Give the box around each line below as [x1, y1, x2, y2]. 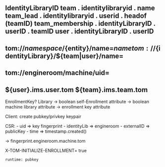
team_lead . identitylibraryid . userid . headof [5, 12, 147, 20]
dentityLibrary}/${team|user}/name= [5, 52, 124, 60]
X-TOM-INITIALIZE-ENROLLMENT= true [5, 147, 87, 153]
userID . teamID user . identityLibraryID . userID [5, 27, 154, 36]
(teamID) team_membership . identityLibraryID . [5, 19, 156, 28]
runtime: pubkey [5, 157, 39, 162]
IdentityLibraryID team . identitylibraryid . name [5, 4, 155, 12]
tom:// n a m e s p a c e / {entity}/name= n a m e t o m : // [5, 44, 156, 53]
